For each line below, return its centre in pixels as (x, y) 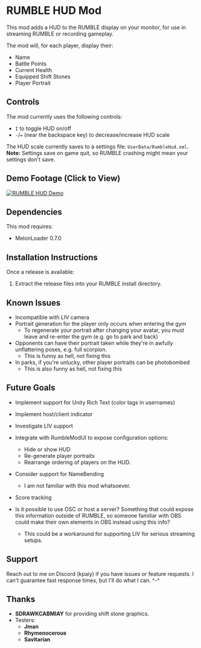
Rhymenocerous (45, 633)
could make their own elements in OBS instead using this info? (92, 522)
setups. (33, 540)
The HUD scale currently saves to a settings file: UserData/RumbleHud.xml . (97, 147)
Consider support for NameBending (59, 474)
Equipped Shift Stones (43, 76)
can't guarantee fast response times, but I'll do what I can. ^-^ (83, 580)
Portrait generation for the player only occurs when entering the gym (101, 324)
